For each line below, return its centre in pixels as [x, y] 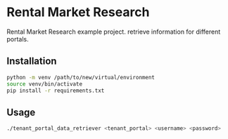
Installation [32, 61]
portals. [18, 39]
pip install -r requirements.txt [56, 91]
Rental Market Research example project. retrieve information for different [114, 32]
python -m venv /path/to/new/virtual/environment [81, 77]
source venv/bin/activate [44, 84]
